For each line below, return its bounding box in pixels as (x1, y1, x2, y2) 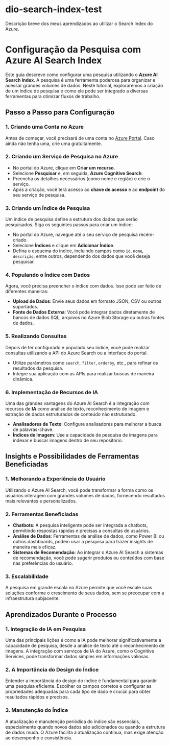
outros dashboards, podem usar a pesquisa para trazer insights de (12, 539, 153, 545)
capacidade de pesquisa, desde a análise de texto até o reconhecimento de (5, 642, 165, 649)
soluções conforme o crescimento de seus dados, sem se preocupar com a (5, 590, 164, 596)
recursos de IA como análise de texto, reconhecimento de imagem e (5, 406, 150, 412)
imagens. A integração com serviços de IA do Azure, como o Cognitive (5, 648, 155, 654)
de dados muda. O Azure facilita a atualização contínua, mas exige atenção (5, 729, 164, 735)
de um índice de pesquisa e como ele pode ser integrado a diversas (5, 88, 148, 94)
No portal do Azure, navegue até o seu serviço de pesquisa (12, 231, 138, 238)
